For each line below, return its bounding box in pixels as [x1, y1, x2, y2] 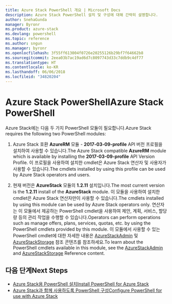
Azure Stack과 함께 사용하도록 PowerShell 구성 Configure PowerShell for [12, 287, 162, 293]
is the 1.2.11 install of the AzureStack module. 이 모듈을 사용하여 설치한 [12, 188, 160, 195]
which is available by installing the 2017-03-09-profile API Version [12, 153, 155, 159]
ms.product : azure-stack [5, 27, 59, 32]
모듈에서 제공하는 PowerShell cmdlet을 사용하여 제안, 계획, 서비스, [24, 208, 158, 214]
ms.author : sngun [5, 41, 43, 46]
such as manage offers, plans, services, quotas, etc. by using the [12, 220, 151, 226]
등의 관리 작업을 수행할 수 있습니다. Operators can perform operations [18, 214, 161, 220]
